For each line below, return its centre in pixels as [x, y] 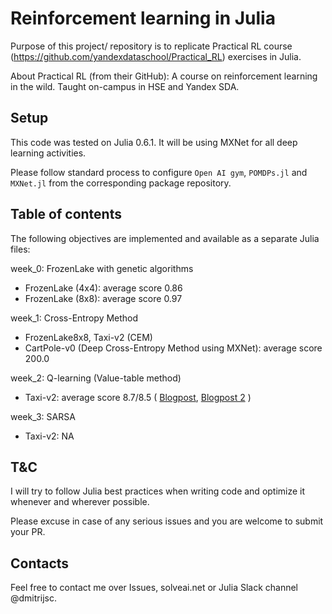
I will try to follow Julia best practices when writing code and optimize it [158, 491]
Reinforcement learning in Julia [143, 18]
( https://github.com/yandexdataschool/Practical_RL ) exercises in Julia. [156, 56]
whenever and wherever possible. [80, 502]
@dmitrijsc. [33, 598]
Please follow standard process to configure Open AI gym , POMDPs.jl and [159, 172]
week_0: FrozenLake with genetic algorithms [102, 268]
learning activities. [48, 153]
